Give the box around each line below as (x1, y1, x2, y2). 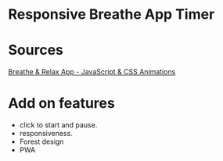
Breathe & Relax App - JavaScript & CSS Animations (8, 67, 176, 77)
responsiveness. (19, 129, 73, 138)
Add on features (8, 95, 115, 113)
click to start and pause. (19, 120, 98, 130)
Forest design (19, 137, 64, 146)
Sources (8, 41, 64, 59)
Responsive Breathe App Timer (8, 5, 215, 23)
